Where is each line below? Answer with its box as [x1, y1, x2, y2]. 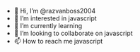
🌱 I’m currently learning [13, 22, 83, 30]
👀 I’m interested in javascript [13, 14, 97, 22]
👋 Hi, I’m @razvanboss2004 [13, 7, 96, 15]
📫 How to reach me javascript [13, 37, 103, 45]
